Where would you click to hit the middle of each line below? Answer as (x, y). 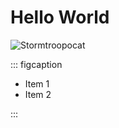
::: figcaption (36, 64)
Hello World (60, 17)
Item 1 (37, 83)
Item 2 (38, 94)
